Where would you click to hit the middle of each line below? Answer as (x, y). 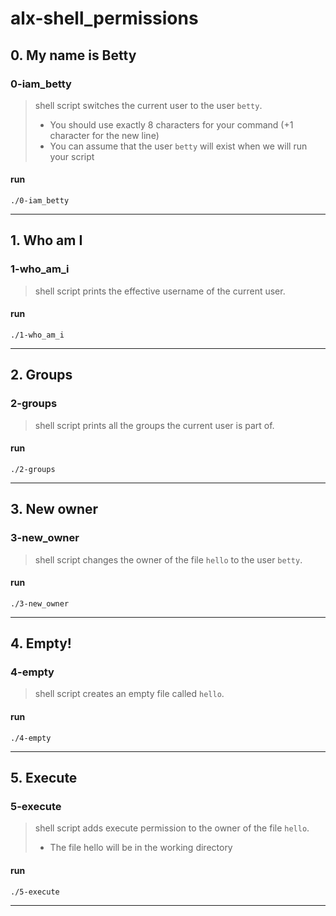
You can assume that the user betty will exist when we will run (178, 146)
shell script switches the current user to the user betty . (148, 105)
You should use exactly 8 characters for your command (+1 (171, 124)
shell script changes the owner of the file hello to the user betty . (168, 559)
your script (72, 156)
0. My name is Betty (73, 55)
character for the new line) (104, 135)
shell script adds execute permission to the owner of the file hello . (172, 828)
